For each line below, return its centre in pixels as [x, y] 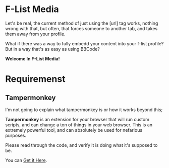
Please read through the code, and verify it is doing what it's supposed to [81, 145]
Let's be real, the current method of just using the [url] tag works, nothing [82, 23]
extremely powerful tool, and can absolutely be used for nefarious [74, 130]
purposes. [16, 135]
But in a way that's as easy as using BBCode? [52, 49]
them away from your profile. [35, 34]
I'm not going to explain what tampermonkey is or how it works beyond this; [84, 110]
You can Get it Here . [26, 160]
